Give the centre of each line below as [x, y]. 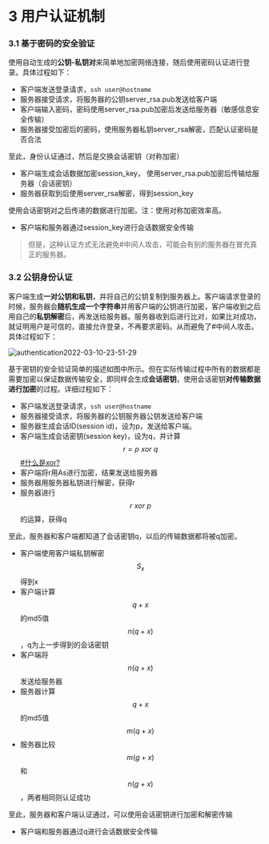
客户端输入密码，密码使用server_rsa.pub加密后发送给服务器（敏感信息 [136, 110]
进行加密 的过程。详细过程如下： [61, 388]
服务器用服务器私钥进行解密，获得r [78, 482]
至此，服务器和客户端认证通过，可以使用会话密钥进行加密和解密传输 [120, 814]
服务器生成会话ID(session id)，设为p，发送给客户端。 [108, 426]
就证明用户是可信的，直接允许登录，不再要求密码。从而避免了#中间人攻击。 [133, 326]
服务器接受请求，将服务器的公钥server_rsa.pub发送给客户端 [118, 99]
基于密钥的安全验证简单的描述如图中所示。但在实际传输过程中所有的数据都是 [134, 368]
